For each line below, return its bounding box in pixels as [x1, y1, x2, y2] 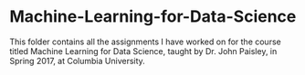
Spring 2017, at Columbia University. [9, 55, 146, 66]
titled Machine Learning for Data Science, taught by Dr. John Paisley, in [9, 45, 278, 56]
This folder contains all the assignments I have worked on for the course [9, 36, 281, 47]
